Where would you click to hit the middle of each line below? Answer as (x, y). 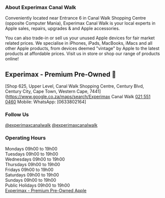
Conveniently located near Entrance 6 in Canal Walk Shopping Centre (76, 18)
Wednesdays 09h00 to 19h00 (35, 159)
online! (12, 59)
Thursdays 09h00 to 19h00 (33, 164)
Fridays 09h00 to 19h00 (29, 170)
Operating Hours (25, 138)
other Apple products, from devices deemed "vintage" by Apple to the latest (82, 49)
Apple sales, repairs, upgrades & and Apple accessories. (63, 28)
